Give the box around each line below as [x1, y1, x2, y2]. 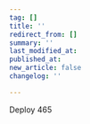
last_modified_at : [9, 47, 78, 56]
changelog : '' [9, 72, 62, 81]
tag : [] [9, 13, 38, 22]
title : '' [9, 22, 46, 31]
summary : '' [9, 38, 53, 48]
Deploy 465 [9, 104, 53, 115]
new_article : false [9, 64, 82, 73]
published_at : [9, 55, 62, 64]
